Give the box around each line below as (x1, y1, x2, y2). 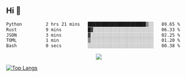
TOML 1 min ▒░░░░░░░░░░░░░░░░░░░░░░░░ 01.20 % (6, 37, 181, 44)
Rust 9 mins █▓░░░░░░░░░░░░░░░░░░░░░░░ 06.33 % (6, 27, 181, 33)
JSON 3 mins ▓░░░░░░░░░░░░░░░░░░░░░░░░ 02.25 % (6, 32, 181, 38)
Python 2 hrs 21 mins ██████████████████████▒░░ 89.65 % (6, 21, 181, 27)
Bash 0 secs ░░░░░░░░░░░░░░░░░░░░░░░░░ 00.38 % (6, 43, 181, 49)
